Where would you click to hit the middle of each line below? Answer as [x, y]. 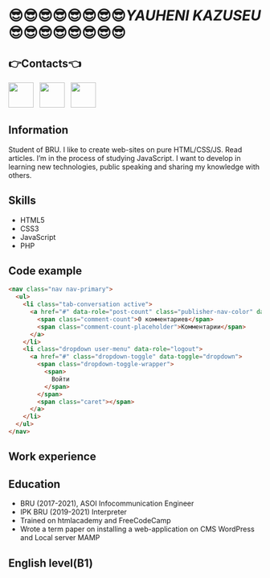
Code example [45, 271]
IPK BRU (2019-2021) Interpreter [73, 512]
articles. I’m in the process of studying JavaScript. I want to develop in [125, 158]
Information [39, 130]
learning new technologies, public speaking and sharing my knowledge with [134, 167]
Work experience [52, 457]
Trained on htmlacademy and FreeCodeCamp [95, 521]
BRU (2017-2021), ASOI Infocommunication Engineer [107, 504]
